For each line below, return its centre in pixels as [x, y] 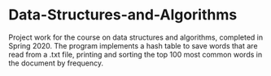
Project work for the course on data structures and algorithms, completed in [136, 37]
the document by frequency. [56, 63]
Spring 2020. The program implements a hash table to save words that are [133, 45]
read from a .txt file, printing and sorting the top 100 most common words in [135, 54]
